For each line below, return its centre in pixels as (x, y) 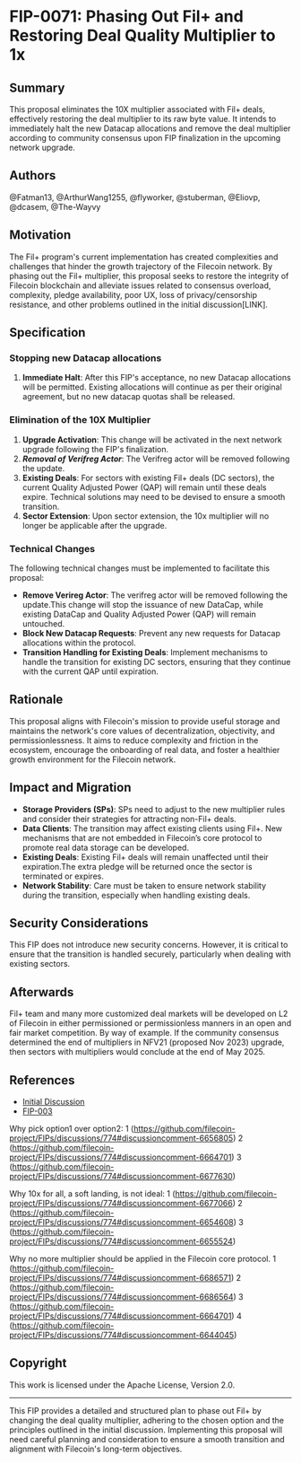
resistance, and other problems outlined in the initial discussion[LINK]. (139, 304)
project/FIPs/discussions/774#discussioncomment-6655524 (121, 1241)
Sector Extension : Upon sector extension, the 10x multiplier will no (146, 516)
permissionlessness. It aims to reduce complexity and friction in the (134, 740)
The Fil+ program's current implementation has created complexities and (144, 257)
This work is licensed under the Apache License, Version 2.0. (122, 1385)
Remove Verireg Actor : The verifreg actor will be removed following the (155, 595)
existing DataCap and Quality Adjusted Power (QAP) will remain (139, 614)
